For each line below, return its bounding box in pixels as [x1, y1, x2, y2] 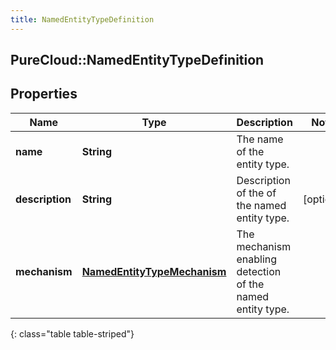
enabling [236, 252, 278, 266]
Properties [10, 86, 78, 103]
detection [236, 264, 282, 278]
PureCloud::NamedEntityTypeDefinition [10, 52, 265, 69]
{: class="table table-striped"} [10, 327, 135, 340]
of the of [236, 186, 277, 200]
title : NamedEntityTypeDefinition [10, 14, 155, 25]
